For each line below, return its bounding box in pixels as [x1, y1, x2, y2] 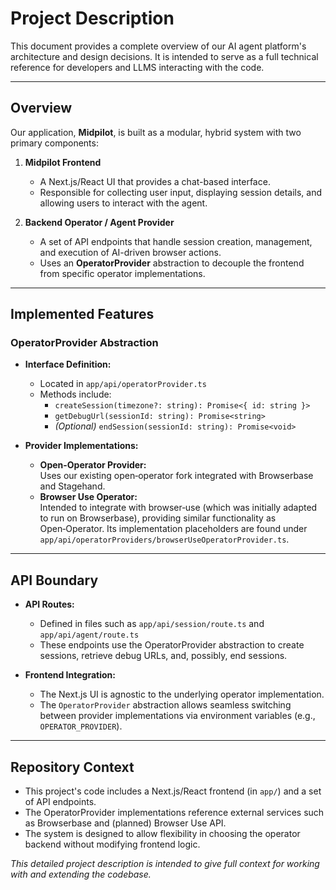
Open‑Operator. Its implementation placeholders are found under [39, 523, 308, 535]
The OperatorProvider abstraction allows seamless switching [39, 699, 292, 711]
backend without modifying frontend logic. [24, 838, 201, 851]
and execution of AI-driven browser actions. [39, 246, 222, 258]
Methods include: [39, 388, 112, 401]
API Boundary [10, 572, 99, 589]
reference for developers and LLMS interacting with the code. [10, 61, 265, 73]
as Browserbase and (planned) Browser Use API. [24, 817, 227, 829]
